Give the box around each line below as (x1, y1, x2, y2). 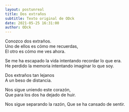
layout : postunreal (5, 7, 44, 12)
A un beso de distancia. (5, 78, 52, 84)
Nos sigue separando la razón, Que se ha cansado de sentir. (5, 101, 125, 107)
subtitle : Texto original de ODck (5, 16, 75, 21)
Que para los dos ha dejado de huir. (5, 92, 76, 98)
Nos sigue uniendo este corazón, (5, 87, 71, 93)
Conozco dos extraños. (5, 38, 52, 44)
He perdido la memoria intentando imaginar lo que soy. (5, 63, 115, 69)
